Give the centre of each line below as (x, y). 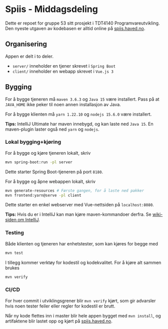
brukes (12, 268)
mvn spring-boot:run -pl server (39, 162)
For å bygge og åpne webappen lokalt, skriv (50, 181)
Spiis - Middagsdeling (52, 9)
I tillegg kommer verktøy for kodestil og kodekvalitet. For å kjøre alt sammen (83, 262)
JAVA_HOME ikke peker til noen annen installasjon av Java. (63, 104)
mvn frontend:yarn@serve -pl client (43, 195)
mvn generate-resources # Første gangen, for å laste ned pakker (74, 191)
